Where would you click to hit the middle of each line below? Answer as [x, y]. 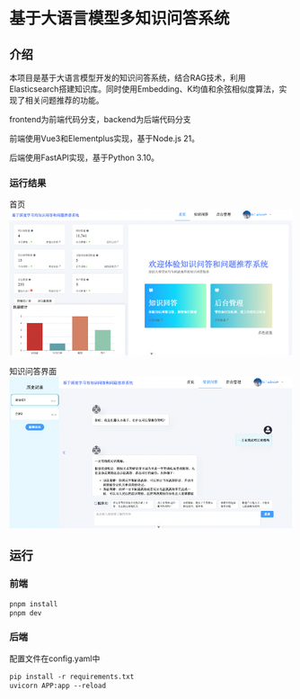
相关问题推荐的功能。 [64, 100]
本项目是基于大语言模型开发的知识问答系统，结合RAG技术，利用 [128, 78]
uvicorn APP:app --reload [57, 686]
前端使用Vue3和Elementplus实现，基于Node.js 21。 [105, 139]
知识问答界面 [33, 372]
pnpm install [34, 604]
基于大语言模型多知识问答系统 [120, 18]
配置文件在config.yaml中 [55, 659]
